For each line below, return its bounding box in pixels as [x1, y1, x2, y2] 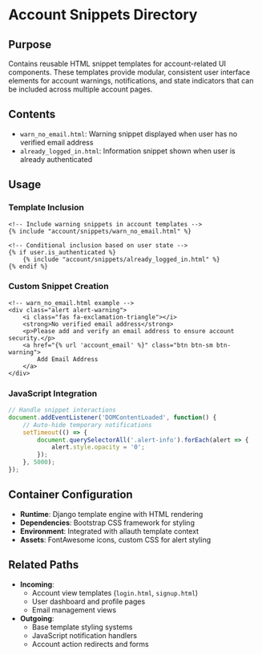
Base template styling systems [31, 622, 134, 632]
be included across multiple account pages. [8, 84, 153, 94]
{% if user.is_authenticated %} [8, 248, 116, 256]
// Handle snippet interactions [8, 406, 116, 414]
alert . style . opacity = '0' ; [50, 443, 146, 451]
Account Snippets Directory [8, 6, 198, 24]
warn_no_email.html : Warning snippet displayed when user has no [19, 128, 238, 138]
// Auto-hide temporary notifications [22, 421, 152, 429]
